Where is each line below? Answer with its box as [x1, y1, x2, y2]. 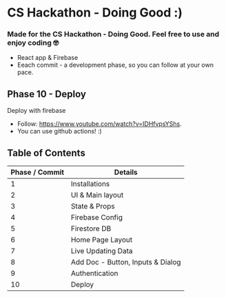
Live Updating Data [70, 246, 133, 256]
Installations [70, 179, 110, 189]
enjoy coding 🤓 [7, 38, 59, 47]
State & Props [70, 202, 115, 211]
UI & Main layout [70, 191, 124, 200]
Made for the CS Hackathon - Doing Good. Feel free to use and [7, 30, 220, 39]
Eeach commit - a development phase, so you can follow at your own [17, 61, 214, 70]
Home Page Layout [70, 235, 133, 245]
